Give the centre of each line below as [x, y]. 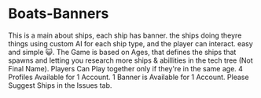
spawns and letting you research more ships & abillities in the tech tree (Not [130, 60]
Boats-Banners [59, 14]
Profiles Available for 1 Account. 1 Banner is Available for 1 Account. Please [129, 77]
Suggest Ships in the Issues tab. [60, 85]
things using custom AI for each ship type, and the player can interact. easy [130, 43]
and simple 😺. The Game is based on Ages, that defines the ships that [122, 52]
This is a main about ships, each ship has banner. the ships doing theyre [125, 35]
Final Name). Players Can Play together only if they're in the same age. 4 [126, 68]
